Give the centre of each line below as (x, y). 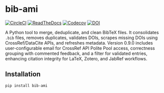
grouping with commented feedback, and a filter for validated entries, (76, 53)
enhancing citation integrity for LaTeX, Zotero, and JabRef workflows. (76, 58)
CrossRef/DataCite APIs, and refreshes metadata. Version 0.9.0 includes (79, 43)
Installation (23, 74)
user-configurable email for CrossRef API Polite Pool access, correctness (80, 48)
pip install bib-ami (27, 86)
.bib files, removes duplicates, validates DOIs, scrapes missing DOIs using (82, 38)
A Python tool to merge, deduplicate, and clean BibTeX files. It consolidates (82, 32)
